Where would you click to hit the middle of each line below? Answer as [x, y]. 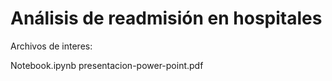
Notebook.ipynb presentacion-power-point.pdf [107, 65]
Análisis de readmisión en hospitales [166, 18]
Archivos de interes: [51, 46]
